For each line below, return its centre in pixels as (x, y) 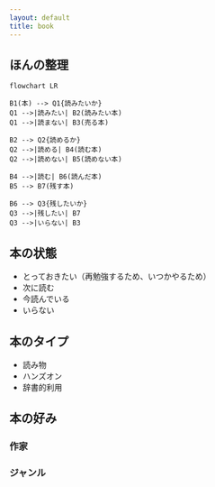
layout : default (40, 18)
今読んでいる (46, 299)
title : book (31, 26)
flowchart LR (34, 87)
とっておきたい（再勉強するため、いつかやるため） (116, 277)
